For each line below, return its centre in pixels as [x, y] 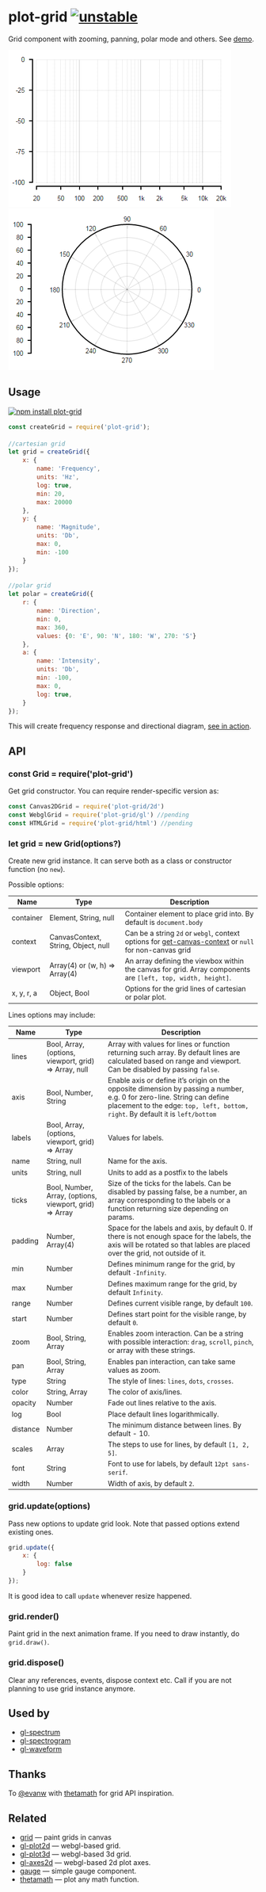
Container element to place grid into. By [189, 914]
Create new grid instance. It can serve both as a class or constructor [120, 861]
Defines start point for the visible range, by [177, 1314]
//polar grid [30, 586]
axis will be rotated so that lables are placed [179, 1245]
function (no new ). [37, 869]
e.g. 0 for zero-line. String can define [169, 1097]
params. [121, 1217]
